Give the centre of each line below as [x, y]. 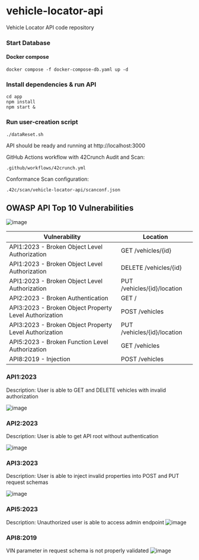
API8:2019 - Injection [40, 359]
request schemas [27, 482]
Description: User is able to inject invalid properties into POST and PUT [93, 476]
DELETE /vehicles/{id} [151, 268]
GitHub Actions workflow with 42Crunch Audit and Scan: [76, 157]
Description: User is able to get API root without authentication [82, 436]
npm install [21, 102]
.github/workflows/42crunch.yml [46, 168]
